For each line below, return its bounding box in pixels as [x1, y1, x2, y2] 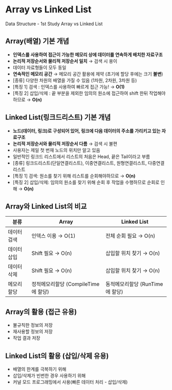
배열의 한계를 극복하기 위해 [12, 366, 67, 372]
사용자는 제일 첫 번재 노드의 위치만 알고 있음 [12, 147, 101, 153]
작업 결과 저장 [12, 335, 40, 341]
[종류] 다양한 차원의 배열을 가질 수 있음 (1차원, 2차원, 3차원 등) [12, 77, 137, 83]
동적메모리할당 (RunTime [105, 280, 163, 288]
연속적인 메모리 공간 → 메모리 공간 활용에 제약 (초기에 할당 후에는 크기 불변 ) [12, 70, 163, 77]
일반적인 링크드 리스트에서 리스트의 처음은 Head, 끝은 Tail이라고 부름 [12, 153, 150, 159]
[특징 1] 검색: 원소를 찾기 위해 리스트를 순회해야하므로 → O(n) [12, 172, 136, 179]
